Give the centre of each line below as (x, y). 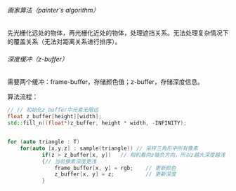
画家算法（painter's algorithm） (53, 10)
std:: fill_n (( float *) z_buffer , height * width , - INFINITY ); (97, 123)
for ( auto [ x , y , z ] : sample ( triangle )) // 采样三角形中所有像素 (109, 148)
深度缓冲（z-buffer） (38, 59)
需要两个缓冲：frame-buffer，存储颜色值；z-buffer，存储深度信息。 (105, 82)
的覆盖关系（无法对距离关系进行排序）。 (64, 42)
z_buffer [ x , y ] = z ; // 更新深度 (116, 174)
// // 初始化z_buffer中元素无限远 (53, 110)
